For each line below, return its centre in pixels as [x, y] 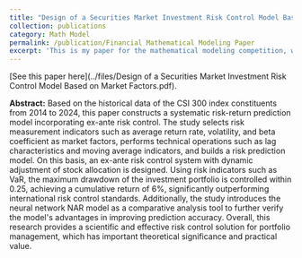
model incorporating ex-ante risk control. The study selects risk [127, 123]
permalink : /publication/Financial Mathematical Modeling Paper [132, 43]
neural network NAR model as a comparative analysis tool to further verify [147, 208]
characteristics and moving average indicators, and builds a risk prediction [147, 151]
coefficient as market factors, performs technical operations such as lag [143, 142]
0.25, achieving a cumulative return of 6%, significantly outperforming [139, 189]
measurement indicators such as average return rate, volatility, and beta [142, 132]
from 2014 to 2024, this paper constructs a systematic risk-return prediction [150, 113]
